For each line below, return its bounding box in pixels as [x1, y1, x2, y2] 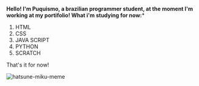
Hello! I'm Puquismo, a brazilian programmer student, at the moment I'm [6, 5, 194, 12]
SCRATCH [15, 49, 41, 57]
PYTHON [15, 43, 38, 50]
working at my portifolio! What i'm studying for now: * [6, 12, 145, 19]
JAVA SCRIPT [15, 37, 50, 43]
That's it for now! [6, 61, 49, 68]
